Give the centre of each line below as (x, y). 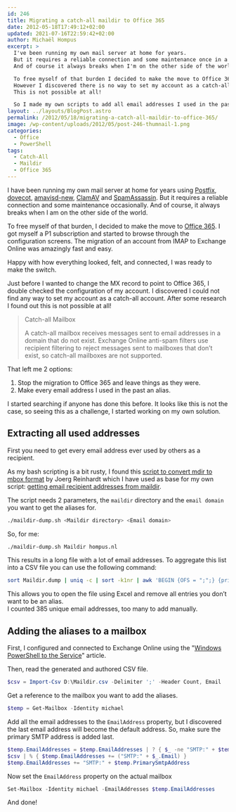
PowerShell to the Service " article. (57, 656)
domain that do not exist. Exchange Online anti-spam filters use (116, 340)
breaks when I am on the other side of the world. (78, 212)
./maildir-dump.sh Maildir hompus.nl (63, 547)
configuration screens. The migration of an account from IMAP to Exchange (117, 241)
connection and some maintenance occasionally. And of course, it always (114, 205)
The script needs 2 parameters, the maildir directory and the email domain (116, 500)
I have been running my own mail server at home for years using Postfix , (112, 190)
